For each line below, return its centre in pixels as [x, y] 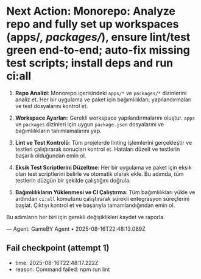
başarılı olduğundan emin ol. [51, 155]
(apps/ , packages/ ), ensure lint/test [98, 37]
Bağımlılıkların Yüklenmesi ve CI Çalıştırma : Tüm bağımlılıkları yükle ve [105, 192]
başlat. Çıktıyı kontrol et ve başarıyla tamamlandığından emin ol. [95, 205]
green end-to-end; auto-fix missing [98, 50]
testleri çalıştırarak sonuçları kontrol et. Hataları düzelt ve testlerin [97, 149]
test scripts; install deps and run [90, 63]
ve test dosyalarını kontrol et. [51, 106]
